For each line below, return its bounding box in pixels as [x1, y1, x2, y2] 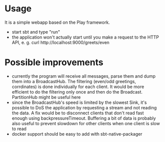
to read [11, 126, 27, 132]
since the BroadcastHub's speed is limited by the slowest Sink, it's [11, 99, 147, 105]
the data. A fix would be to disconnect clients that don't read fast [11, 110, 144, 116]
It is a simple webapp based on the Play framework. [4, 19, 110, 25]
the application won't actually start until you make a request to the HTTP [11, 34, 159, 40]
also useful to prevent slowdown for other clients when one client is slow [11, 120, 160, 126]
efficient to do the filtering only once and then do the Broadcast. [11, 89, 143, 95]
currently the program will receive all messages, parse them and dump [11, 73, 156, 79]
